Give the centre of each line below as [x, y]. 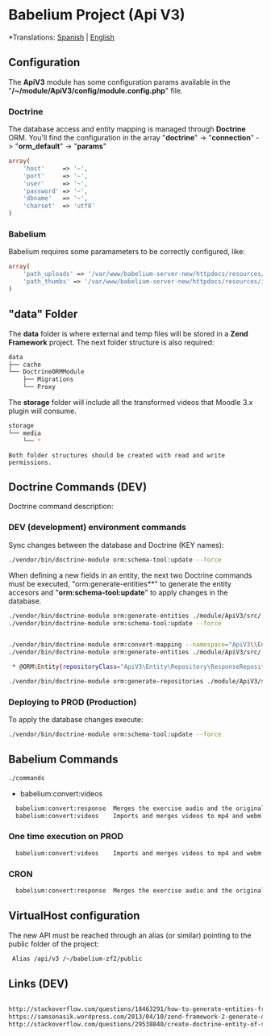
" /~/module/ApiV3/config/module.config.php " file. [96, 90]
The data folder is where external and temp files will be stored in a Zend [128, 333]
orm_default [39, 146]
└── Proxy [40, 387]
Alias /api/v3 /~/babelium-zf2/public [77, 959]
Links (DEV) [38, 983]
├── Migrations [48, 380]
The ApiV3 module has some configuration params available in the [120, 81]
